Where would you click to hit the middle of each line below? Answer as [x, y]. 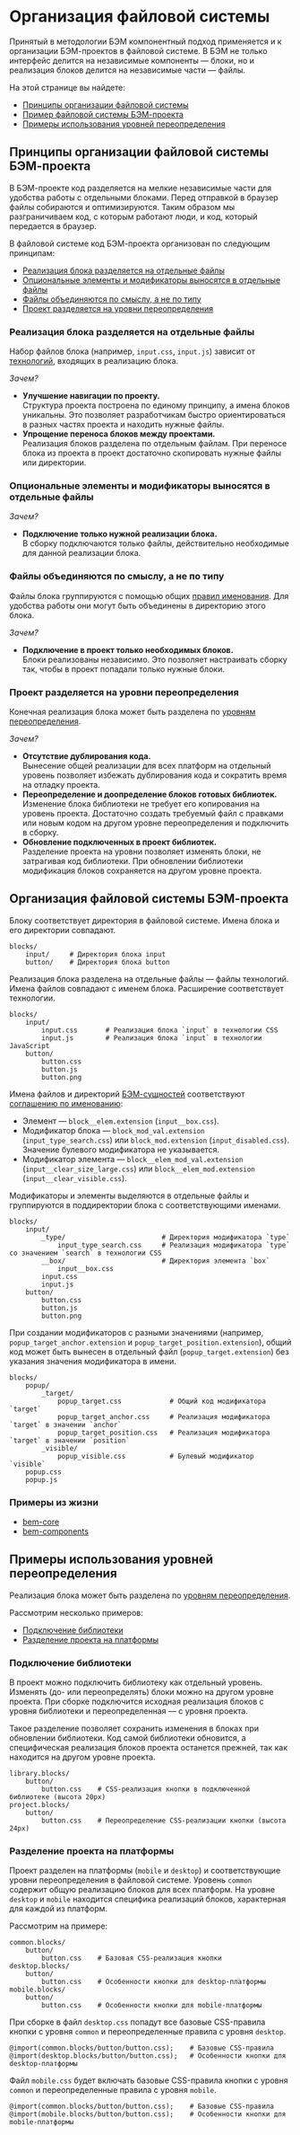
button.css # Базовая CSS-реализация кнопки [132, 1959]
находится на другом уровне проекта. [82, 1757]
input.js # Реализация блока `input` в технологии [152, 1038]
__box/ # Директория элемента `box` [156, 1261]
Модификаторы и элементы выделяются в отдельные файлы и [129, 1195]
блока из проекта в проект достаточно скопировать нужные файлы [152, 453]
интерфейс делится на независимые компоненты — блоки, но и [132, 60]
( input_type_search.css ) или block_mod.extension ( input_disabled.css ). [155, 1140]
